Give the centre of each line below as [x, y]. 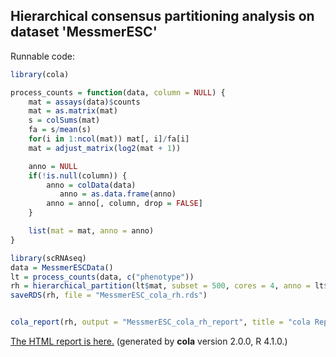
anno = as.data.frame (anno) [118, 194]
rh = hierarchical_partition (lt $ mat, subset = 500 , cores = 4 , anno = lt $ [169, 286]
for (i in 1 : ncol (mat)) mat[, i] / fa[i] [109, 139]
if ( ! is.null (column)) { [78, 175]
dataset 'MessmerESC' [84, 32]
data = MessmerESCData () [62, 267]
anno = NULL [53, 166]
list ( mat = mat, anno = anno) [91, 231]
